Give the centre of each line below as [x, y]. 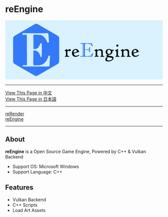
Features [19, 188]
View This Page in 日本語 [31, 99]
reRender [15, 113]
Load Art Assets [29, 210]
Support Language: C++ [37, 171]
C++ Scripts [25, 205]
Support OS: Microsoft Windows [45, 166]
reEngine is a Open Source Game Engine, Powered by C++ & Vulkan [76, 151]
